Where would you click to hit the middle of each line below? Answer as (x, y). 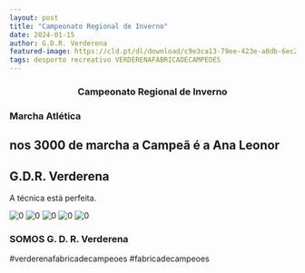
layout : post (34, 18)
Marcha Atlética (45, 116)
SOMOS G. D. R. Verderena (69, 239)
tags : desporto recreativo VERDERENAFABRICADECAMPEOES (115, 60)
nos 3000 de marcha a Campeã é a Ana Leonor (144, 146)
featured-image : (40, 52)
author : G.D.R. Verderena (58, 43)
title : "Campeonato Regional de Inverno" (89, 26)
